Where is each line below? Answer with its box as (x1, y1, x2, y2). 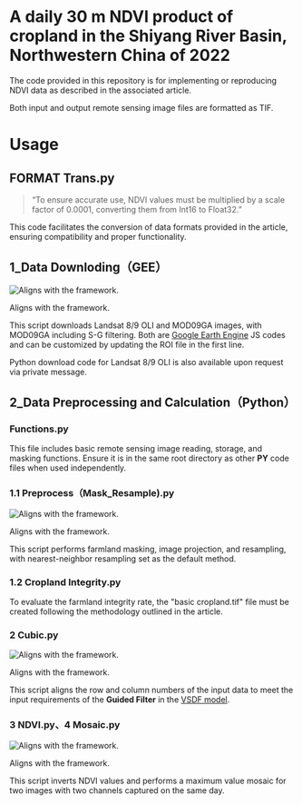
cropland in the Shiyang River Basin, (9, 25, 287, 46)
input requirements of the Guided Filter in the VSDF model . (9, 694, 230, 705)
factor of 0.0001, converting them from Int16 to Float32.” (31, 204, 242, 214)
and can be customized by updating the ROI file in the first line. (9, 339, 245, 350)
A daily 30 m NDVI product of (9, 6, 234, 27)
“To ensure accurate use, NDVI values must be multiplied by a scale (31, 194, 286, 205)
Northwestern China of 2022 (9, 45, 231, 65)
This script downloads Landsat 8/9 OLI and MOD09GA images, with (9, 320, 263, 331)
